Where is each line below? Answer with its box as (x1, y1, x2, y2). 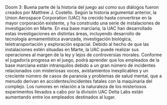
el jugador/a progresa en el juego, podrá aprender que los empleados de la (5, 57, 160, 63)
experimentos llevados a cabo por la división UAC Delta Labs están (5, 89, 143, 95)
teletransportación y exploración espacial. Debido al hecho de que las (5, 41, 149, 47)
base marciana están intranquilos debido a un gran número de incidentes (5, 62, 156, 68)
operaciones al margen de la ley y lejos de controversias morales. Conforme (5, 52, 162, 58)
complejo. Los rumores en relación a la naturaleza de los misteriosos (5, 84, 146, 89)
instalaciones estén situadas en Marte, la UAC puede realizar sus (5, 47, 139, 52)
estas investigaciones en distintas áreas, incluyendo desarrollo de (5, 31, 141, 36)
